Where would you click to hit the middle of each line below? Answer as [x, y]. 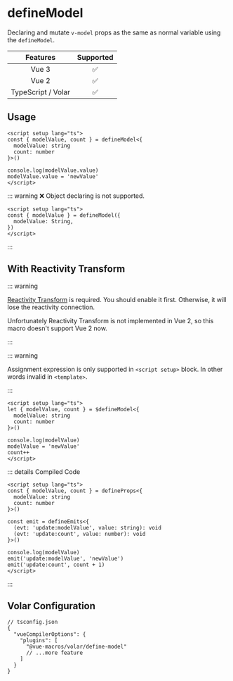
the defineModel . [31, 39]
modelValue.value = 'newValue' [53, 176]
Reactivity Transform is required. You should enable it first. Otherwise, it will [117, 299]
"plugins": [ [39, 641]
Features [41, 57]
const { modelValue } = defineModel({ [64, 215]
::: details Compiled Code [44, 471]
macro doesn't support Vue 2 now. [57, 328]
